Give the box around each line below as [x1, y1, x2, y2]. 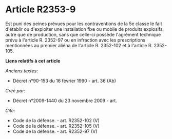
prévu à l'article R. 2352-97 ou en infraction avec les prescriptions [5, 37, 145, 43]
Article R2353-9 [5, 4, 76, 15]
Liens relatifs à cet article [5, 57, 61, 64]
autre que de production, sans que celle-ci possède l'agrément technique [5, 31, 161, 37]
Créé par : [5, 87, 26, 93]
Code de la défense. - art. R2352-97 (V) [12, 128, 98, 134]
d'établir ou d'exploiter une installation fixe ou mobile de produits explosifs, [5, 26, 164, 32]
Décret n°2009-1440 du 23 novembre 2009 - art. [12, 97, 117, 104]
